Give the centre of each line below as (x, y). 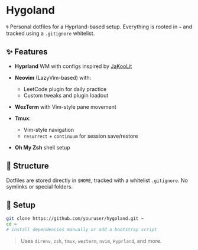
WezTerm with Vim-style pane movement (65, 106)
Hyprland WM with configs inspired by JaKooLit (73, 66)
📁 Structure (27, 166)
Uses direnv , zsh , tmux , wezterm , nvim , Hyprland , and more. (91, 241)
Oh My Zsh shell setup (42, 147)
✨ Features (27, 52)
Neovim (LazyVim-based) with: (53, 77)
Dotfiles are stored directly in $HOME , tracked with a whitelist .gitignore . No (97, 180)
